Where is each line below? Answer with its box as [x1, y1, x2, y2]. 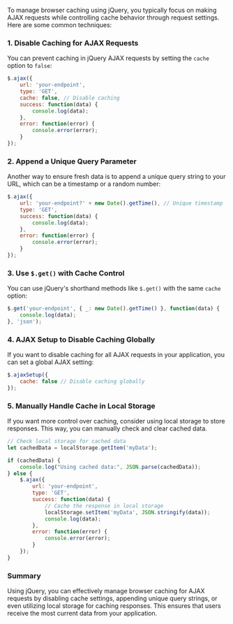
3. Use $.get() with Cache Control [7, 268, 125, 278]
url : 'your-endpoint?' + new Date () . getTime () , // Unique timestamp [20, 200, 223, 207]
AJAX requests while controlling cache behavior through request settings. [7, 13, 220, 22]
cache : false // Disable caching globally [20, 378, 145, 385]
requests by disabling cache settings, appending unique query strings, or [7, 594, 218, 603]
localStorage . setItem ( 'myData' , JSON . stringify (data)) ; [44, 509, 211, 516]
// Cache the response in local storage [44, 502, 164, 509]
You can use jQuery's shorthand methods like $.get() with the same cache [7, 284, 221, 293]
